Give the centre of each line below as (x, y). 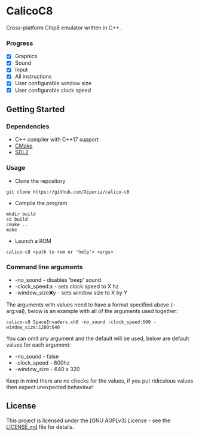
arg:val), (16, 311)
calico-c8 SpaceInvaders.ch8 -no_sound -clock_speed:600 (79, 322)
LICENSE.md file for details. (40, 426)
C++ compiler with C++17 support (57, 140)
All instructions (33, 77)
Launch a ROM (33, 240)
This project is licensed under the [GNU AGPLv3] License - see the (88, 420)
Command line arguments (45, 267)
